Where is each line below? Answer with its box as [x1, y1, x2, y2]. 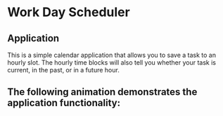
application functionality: [7, 97, 121, 109]
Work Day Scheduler [7, 4, 130, 20]
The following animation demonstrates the [7, 86, 198, 98]
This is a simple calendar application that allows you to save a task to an [7, 51, 217, 59]
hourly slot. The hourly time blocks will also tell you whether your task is [7, 58, 217, 67]
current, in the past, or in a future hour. [7, 66, 120, 74]
